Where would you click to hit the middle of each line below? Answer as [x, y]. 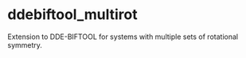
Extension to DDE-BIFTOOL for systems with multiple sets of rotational [123, 37]
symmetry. [25, 44]
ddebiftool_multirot [72, 15]
